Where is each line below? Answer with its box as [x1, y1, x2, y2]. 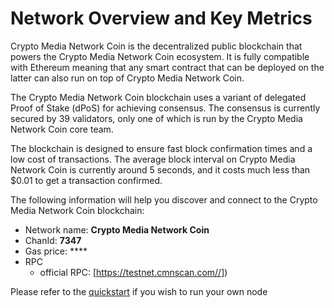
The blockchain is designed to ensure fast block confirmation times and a [10, 142, 313, 154]
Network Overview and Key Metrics [10, 7, 313, 30]
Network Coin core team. [10, 123, 114, 135]
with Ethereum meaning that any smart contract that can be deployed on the [10, 61, 325, 73]
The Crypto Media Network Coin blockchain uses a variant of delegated [10, 91, 307, 103]
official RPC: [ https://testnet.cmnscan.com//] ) [39, 266, 228, 278]
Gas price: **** [24, 245, 88, 257]
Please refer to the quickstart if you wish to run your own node [10, 285, 268, 297]
